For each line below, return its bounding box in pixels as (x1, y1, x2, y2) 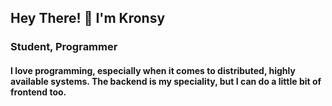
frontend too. (10, 86, 67, 98)
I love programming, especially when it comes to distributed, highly (10, 64, 296, 76)
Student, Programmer (10, 40, 118, 54)
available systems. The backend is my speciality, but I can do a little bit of (10, 75, 322, 87)
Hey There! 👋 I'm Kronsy (10, 10, 166, 27)
